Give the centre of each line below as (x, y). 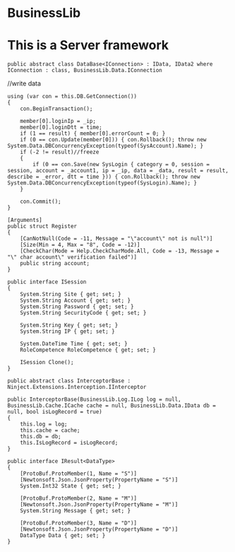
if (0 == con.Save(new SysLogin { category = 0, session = (121, 165)
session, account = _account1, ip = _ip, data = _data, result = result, (118, 171)
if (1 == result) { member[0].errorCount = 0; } (93, 134)
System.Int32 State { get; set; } (71, 486)
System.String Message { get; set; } (76, 511)
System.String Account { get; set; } (76, 301)
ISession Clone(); (47, 363)
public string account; (55, 264)
